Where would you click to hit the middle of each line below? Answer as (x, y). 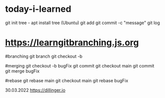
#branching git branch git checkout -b (44, 56)
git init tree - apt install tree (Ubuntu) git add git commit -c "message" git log (82, 23)
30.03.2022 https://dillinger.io (35, 90)
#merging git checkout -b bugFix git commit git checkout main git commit (80, 65)
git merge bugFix (22, 71)
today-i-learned (38, 9)
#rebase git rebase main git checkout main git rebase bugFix (67, 80)
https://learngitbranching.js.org (72, 43)
